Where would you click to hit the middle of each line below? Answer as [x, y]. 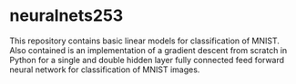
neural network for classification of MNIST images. [105, 70]
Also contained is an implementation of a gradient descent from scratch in [148, 50]
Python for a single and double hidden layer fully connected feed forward [147, 60]
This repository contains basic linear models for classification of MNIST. [145, 41]
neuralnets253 [66, 16]
